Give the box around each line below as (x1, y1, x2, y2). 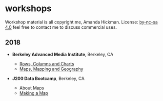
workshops (5, 3, 52, 14)
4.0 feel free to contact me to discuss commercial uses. (5, 24, 117, 30)
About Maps (19, 85, 44, 91)
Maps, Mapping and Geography (19, 66, 83, 72)
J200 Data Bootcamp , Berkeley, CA (12, 75, 84, 81)
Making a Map (19, 90, 48, 96)
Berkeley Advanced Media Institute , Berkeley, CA (12, 51, 114, 57)
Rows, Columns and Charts (19, 61, 74, 66)
